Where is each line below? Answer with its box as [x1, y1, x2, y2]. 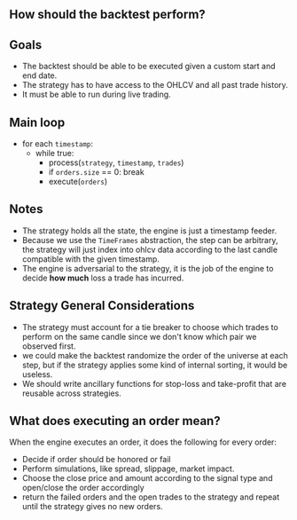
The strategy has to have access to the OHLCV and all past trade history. [21, 80, 288, 91]
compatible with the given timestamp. [21, 253, 160, 264]
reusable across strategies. [21, 388, 121, 398]
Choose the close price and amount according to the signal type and [21, 473, 273, 484]
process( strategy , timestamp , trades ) [48, 157, 184, 168]
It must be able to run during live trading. [21, 89, 171, 100]
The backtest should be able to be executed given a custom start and [21, 61, 277, 72]
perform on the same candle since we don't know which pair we [21, 331, 257, 342]
